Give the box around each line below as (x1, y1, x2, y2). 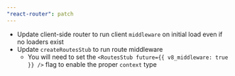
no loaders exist (16, 37, 65, 46)
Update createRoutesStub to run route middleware (16, 45, 163, 53)
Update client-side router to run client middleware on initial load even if (16, 30, 223, 38)
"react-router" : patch (6, 10, 74, 18)
